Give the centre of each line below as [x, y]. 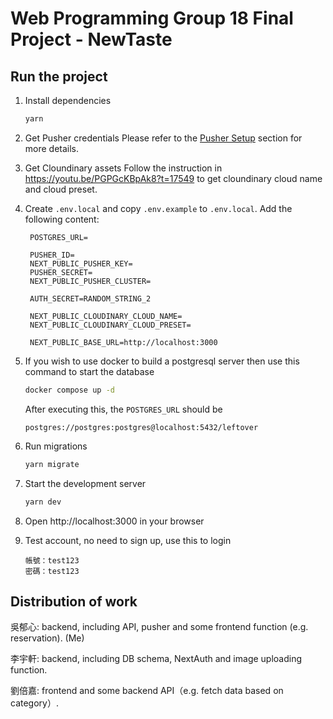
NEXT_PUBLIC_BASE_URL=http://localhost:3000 [123, 342]
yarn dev [43, 502]
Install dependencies [68, 100]
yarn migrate [52, 464]
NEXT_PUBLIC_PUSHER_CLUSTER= [90, 281]
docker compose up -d [69, 390]
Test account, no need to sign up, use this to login [128, 540]
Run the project [59, 76]
